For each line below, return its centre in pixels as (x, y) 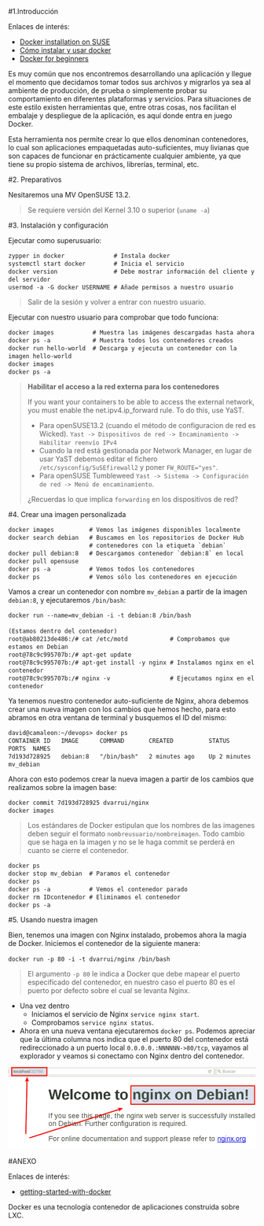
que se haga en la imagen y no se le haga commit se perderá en (131, 842)
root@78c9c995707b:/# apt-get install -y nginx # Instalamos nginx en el (132, 663)
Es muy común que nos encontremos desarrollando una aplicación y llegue (130, 74)
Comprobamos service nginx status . (93, 1023)
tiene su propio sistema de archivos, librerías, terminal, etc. (104, 164)
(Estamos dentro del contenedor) (63, 631)
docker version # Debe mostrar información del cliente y (132, 271)
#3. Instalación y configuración (58, 225)
